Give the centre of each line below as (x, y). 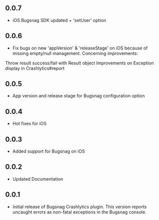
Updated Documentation (38, 179)
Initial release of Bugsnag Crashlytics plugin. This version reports (79, 207)
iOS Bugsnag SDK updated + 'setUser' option (59, 20)
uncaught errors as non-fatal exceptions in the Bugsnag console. (79, 212)
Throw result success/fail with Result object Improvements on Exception (79, 63)
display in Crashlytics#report (35, 68)
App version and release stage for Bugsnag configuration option (78, 96)
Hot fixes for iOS (29, 124)
